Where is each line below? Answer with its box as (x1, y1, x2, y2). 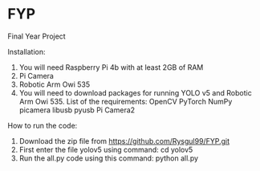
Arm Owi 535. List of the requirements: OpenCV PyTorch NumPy (18, 96, 233, 106)
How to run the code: (7, 120, 78, 130)
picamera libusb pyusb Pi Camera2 (18, 105, 136, 115)
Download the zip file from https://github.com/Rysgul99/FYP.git (18, 136, 230, 145)
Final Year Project (7, 31, 66, 41)
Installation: (7, 47, 46, 56)
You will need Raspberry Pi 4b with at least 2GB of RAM (18, 62, 204, 72)
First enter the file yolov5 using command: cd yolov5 (18, 145, 193, 154)
